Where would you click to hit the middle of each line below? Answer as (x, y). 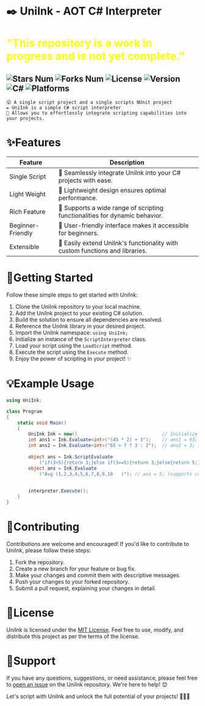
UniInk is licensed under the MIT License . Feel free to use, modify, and (95, 630)
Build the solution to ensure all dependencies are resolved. (89, 320)
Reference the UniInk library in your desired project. (80, 326)
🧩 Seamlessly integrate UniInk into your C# (120, 173)
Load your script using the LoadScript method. (74, 346)
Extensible (24, 247)
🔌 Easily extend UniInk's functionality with (118, 243)
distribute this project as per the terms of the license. (73, 636)
